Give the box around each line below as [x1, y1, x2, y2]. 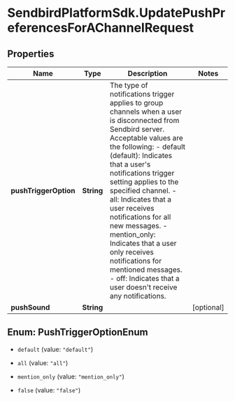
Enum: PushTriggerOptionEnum [7, 327, 148, 338]
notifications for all [109, 212, 171, 222]
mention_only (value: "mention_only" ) [17, 372, 124, 381]
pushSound [10, 303, 50, 312]
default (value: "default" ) [17, 345, 93, 353]
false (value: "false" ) [17, 386, 81, 394]
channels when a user [109, 107, 183, 117]
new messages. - [109, 221, 168, 230]
